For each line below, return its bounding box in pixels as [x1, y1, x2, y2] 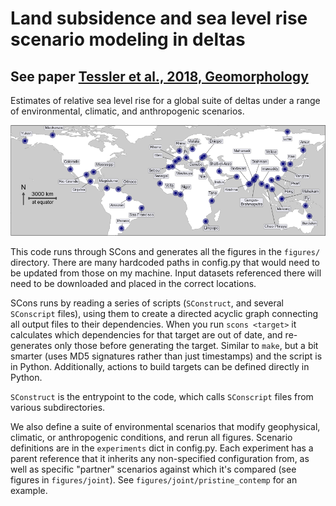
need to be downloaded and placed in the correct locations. [10, 278, 257, 290]
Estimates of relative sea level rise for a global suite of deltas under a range [10, 95, 321, 106]
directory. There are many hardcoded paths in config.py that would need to [10, 257, 320, 269]
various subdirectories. [10, 402, 106, 414]
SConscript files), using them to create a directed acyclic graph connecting [10, 308, 319, 320]
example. [10, 485, 48, 497]
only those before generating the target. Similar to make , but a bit [54, 340, 319, 352]
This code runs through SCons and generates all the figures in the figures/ [10, 246, 321, 258]
